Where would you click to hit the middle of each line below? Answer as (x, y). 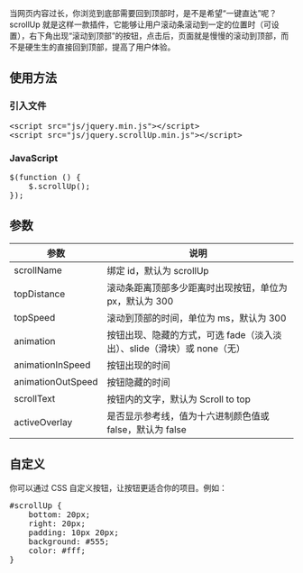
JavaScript (34, 158)
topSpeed (35, 317)
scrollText (35, 398)
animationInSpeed (52, 365)
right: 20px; (57, 523)
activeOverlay (43, 422)
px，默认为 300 (140, 301)
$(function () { (45, 177)
